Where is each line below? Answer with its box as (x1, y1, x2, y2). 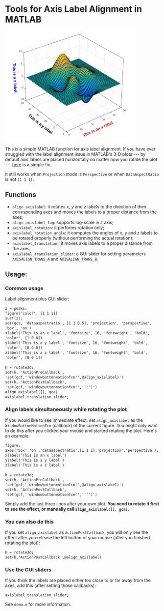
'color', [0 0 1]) (5, 355, 43, 360)
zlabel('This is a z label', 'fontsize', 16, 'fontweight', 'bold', (5, 350, 148, 355)
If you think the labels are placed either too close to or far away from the (5, 578, 151, 583)
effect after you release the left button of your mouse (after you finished (5, 535, 150, 541)
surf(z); (5, 316, 23, 321)
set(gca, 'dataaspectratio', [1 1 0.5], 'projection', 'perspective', (5, 321, 152, 326)
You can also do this (5, 518, 54, 525)
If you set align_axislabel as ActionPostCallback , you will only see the (5, 529, 148, 535)
